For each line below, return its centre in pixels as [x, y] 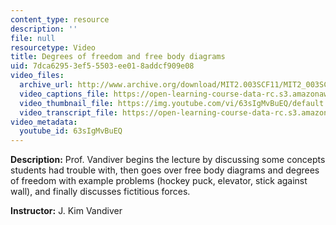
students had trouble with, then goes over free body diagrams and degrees [165, 170]
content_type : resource [60, 19]
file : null [33, 38]
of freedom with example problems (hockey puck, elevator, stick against [159, 181]
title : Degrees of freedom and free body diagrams [118, 57]
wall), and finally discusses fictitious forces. [100, 192]
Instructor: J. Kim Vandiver [66, 211]
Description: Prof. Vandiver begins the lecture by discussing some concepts [168, 160]
